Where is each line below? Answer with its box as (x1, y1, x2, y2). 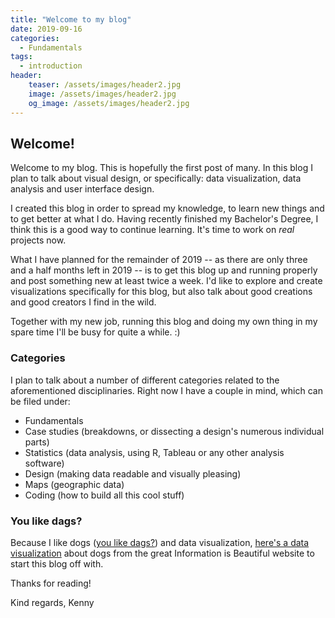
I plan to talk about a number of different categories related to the (10, 374, 280, 386)
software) (24, 457, 65, 469)
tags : (10, 52, 33, 62)
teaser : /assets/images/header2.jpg (28, 80, 182, 90)
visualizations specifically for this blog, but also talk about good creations (10, 286, 313, 298)
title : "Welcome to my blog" (10, 14, 132, 25)
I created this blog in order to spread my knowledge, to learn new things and (10, 202, 325, 215)
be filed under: (10, 395, 71, 407)
